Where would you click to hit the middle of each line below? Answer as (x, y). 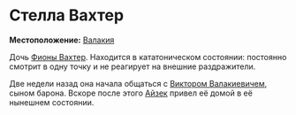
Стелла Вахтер (67, 15)
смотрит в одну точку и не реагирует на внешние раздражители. (133, 66)
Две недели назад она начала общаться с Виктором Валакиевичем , (138, 83)
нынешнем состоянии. (52, 102)
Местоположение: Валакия (62, 40)
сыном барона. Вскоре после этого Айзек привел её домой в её (131, 93)
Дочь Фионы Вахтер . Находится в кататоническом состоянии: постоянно (148, 57)
